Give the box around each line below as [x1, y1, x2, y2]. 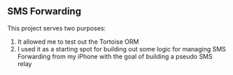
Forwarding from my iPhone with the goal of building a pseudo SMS [17, 52, 213, 60]
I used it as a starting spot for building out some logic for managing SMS [17, 44, 226, 53]
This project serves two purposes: [7, 24, 106, 32]
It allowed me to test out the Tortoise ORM [17, 37, 139, 46]
